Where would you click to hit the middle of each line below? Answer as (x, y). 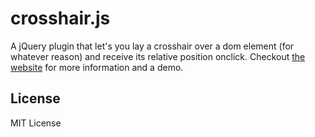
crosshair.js (60, 18)
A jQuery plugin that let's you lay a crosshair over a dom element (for (152, 46)
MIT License (36, 123)
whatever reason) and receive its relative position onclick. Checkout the (158, 56)
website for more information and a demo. (97, 67)
